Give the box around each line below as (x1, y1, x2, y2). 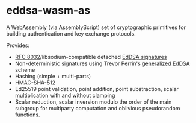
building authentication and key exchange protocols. (6, 30, 136, 37)
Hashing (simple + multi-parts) (14, 72, 91, 80)
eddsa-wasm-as (6, 4, 91, 17)
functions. (14, 111, 40, 118)
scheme (14, 66, 35, 73)
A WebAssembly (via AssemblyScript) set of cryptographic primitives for (6, 24, 186, 31)
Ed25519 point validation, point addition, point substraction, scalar (14, 85, 179, 92)
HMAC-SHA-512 (14, 79, 56, 86)
